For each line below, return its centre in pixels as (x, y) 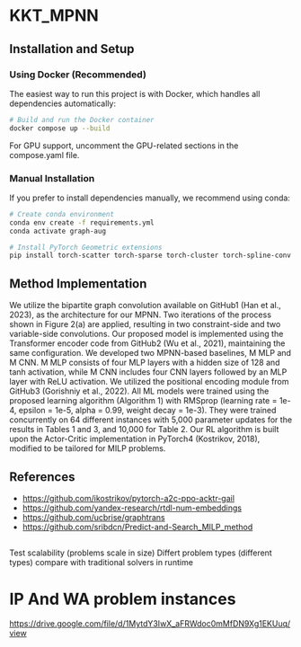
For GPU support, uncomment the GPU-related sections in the (124, 146)
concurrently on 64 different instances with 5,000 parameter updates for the (151, 420)
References (42, 477)
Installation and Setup (72, 49)
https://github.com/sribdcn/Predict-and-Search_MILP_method (137, 527)
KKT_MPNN (54, 16)
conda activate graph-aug (58, 231)
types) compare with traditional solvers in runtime (101, 563)
